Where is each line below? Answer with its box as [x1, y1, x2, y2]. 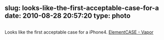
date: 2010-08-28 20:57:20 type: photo [4, 12, 131, 20]
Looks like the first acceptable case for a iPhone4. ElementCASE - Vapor [4, 29, 154, 35]
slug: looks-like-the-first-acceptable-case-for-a [4, 4, 159, 12]
